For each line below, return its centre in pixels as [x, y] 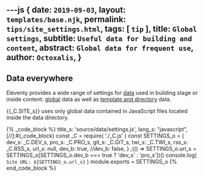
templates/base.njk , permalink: [66, 20]
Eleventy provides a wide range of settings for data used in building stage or [102, 93]
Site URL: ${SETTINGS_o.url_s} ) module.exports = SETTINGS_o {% [92, 162]
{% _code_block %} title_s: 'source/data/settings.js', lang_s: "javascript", [97, 130]
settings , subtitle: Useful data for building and [99, 39]
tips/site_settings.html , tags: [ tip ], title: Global [102, 29]
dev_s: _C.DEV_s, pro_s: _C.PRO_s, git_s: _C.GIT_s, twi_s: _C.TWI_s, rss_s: [97, 142]
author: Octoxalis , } [44, 57]
